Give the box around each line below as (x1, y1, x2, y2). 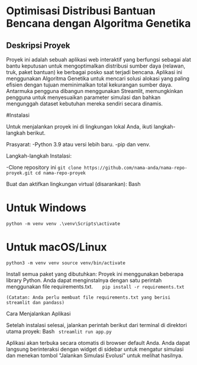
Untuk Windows (6, 201, 87, 214)
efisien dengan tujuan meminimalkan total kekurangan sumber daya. (6, 81, 173, 88)
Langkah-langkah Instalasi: (6, 152, 72, 159)
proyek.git (6, 170, 33, 176)
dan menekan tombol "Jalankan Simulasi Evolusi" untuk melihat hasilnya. (6, 351, 183, 359)
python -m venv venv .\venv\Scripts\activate (6, 220, 120, 226)
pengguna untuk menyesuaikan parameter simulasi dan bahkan (6, 94, 161, 101)
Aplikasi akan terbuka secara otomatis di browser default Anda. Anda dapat (6, 339, 190, 346)
